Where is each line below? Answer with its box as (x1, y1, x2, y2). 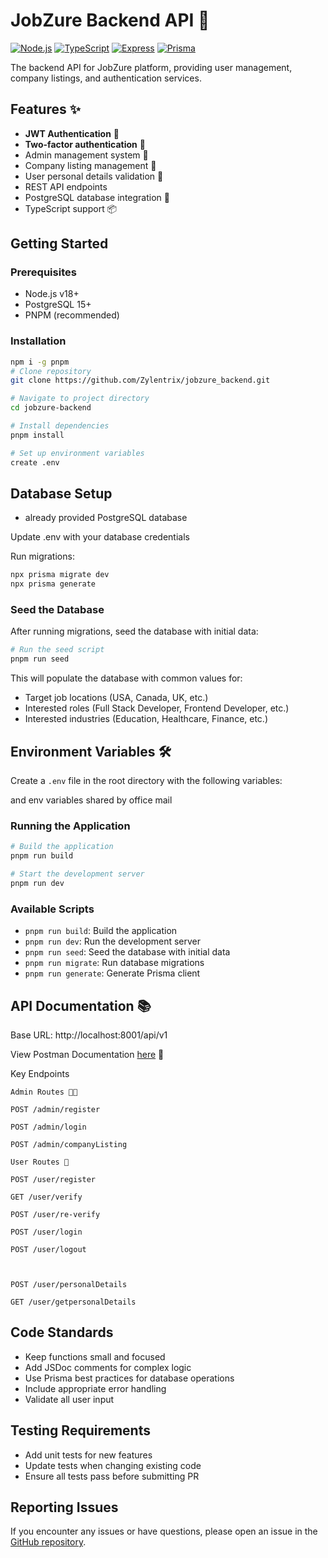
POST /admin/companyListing (10, 1139, 128, 1149)
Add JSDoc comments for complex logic (24, 1361, 192, 1373)
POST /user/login (10, 1227, 83, 1237)
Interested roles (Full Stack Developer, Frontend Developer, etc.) (24, 702, 290, 714)
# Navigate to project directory (10, 394, 150, 404)
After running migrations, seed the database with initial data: (10, 625, 259, 638)
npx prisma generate (10, 579, 97, 589)
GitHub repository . (10, 1536, 87, 1548)
